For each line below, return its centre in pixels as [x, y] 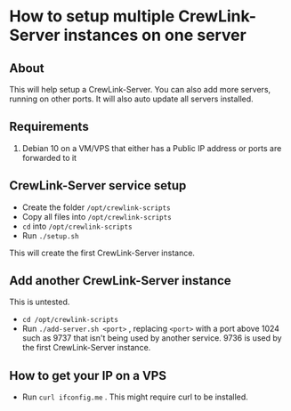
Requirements [49, 127]
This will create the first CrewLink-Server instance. [102, 253]
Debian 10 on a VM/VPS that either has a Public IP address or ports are [152, 148]
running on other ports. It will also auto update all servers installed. [131, 99]
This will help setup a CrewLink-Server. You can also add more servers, [140, 89]
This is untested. [40, 302]
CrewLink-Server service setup [98, 185]
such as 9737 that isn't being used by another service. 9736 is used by [152, 338]
